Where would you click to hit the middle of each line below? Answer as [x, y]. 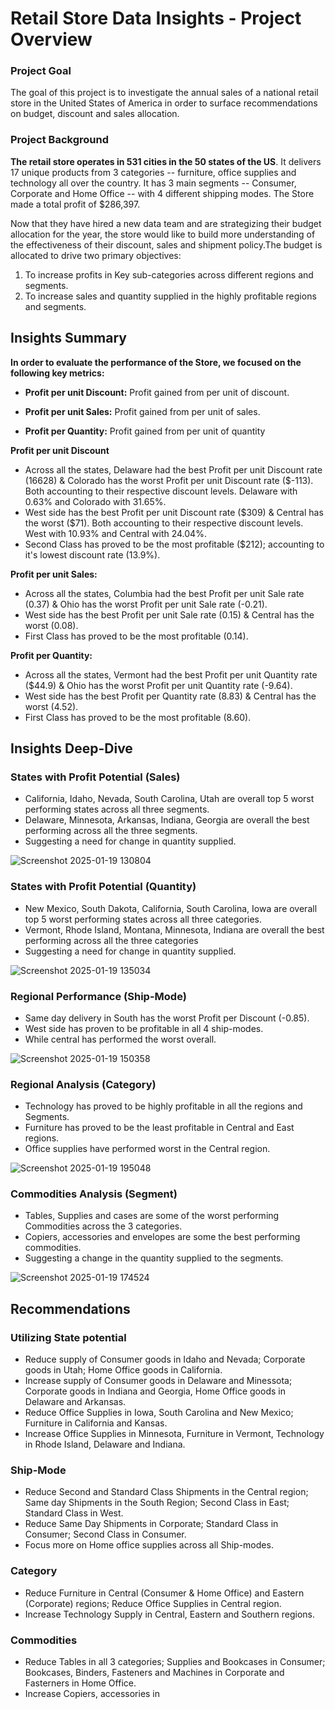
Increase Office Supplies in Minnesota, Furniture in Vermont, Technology [174, 1434]
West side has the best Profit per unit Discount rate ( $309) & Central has [174, 512]
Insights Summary [68, 338]
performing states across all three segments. [117, 809]
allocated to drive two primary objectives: [96, 255]
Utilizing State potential [68, 1337]
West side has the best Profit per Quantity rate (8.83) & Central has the [170, 696]
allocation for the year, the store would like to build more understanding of [163, 234]
